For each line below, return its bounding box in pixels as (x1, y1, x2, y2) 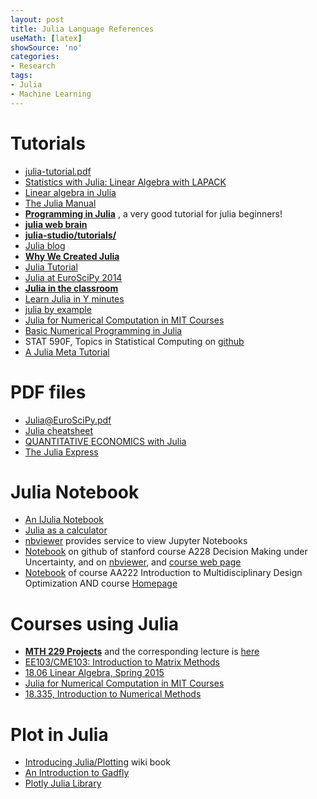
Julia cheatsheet (24, 424, 94, 436)
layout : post (10, 14, 65, 25)
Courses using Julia (10, 612, 180, 635)
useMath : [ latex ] (10, 33, 83, 43)
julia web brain (24, 218, 88, 230)
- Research (10, 61, 56, 71)
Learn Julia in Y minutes (24, 292, 125, 305)
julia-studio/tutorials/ (24, 229, 117, 241)
